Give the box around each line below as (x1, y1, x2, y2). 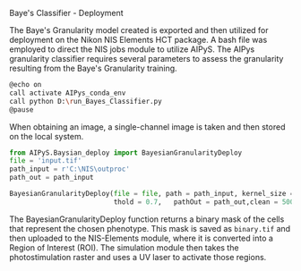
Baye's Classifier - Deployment (9, 8, 124, 18)
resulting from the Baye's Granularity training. (9, 63, 177, 73)
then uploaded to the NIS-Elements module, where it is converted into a (9, 233, 273, 243)
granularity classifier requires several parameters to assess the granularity (9, 54, 284, 64)
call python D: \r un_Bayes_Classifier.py (9, 97, 163, 106)
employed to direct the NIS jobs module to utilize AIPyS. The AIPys (9, 44, 255, 55)
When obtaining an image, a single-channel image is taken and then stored (9, 121, 286, 132)
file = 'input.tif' (9, 157, 82, 165)
